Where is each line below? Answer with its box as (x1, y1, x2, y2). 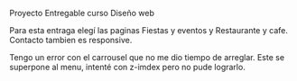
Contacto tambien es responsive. (9, 35, 133, 45)
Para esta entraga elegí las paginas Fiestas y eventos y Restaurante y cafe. (9, 25, 289, 35)
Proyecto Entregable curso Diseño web (9, 8, 155, 18)
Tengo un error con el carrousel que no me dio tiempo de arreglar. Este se (9, 52, 285, 62)
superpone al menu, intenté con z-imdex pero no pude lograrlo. (9, 62, 246, 72)
